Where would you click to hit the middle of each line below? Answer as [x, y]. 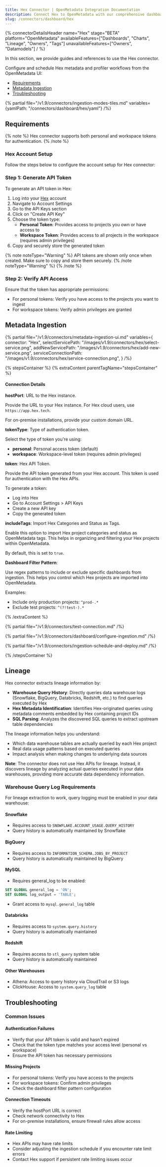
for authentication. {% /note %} [37, 141]
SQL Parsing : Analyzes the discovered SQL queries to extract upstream [85, 719]
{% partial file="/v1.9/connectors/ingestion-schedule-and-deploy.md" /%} [81, 646]
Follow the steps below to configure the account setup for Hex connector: [80, 165]
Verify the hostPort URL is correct [47, 1111]
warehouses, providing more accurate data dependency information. [75, 774]
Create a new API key [34, 509]
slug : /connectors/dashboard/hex [40, 19]
